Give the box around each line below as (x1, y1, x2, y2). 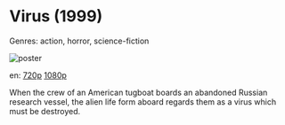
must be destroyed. (9, 105, 81, 116)
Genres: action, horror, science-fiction (9, 35, 150, 46)
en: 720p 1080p (9, 69, 67, 81)
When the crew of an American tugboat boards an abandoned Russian (9, 87, 268, 98)
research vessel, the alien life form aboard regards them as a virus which (9, 96, 277, 107)
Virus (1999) (9, 6, 103, 27)
